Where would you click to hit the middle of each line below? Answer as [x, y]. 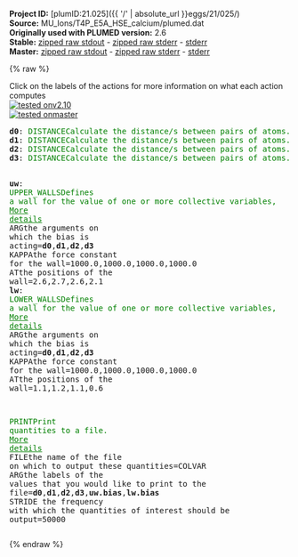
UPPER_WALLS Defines [52, 193]
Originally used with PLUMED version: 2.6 [88, 32]
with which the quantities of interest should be [120, 510]
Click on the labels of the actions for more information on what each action [146, 86]
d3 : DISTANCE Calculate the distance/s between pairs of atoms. [150, 158]
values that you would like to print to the [108, 484]
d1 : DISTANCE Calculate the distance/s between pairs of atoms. [150, 140]
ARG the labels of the [56, 475]
